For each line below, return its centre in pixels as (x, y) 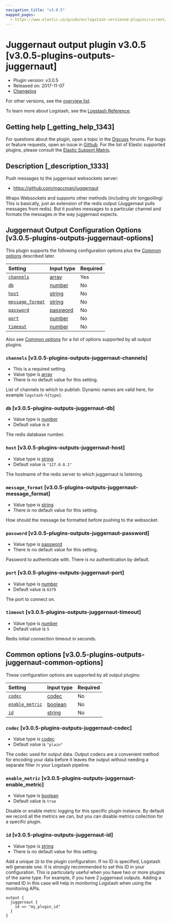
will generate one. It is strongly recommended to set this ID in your (75, 866)
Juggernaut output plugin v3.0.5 (76, 45)
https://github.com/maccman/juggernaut (56, 188)
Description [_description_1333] (57, 166)
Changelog (25, 91)
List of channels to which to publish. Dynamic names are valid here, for (80, 389)
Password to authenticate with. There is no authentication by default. (78, 560)
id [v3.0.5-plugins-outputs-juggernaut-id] (59, 835)
